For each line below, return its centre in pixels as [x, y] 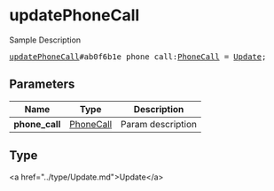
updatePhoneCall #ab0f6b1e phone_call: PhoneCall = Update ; [138, 57]
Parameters [42, 84]
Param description [159, 124]
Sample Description [45, 40]
